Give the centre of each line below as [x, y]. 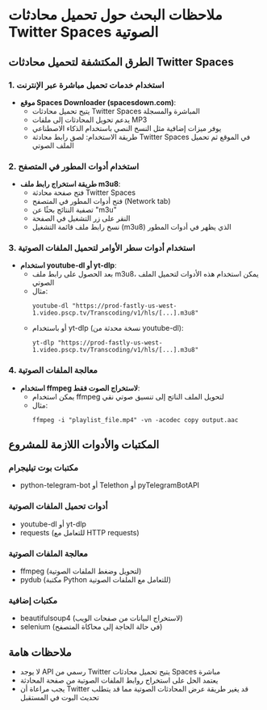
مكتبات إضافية [33, 600]
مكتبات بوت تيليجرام [44, 468]
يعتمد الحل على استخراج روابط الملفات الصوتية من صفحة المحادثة [119, 680]
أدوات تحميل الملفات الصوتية [58, 506]
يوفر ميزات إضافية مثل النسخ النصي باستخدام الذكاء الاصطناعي [127, 128]
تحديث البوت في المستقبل [59, 698]
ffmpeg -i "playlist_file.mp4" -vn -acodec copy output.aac [135, 420]
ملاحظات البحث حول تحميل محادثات [116, 15]
